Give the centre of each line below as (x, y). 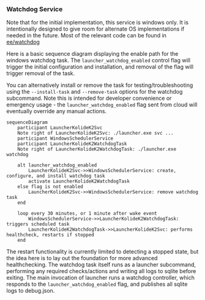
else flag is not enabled (50, 187)
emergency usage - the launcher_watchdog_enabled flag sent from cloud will (102, 105)
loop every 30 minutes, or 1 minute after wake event (87, 214)
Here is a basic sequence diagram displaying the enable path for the (92, 54)
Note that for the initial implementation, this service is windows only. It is (97, 23)
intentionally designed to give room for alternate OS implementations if (95, 29)
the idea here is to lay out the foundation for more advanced (82, 258)
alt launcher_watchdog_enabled (57, 165)
